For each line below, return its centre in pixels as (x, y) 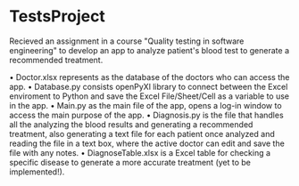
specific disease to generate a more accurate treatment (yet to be (130, 162)
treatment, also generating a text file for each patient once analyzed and (142, 133)
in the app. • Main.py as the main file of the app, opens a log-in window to (146, 105)
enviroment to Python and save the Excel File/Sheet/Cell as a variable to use (149, 96)
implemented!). (37, 172)
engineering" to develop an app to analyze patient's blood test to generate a (149, 50)
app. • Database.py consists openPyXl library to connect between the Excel (149, 86)
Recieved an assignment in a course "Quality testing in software (127, 41)
